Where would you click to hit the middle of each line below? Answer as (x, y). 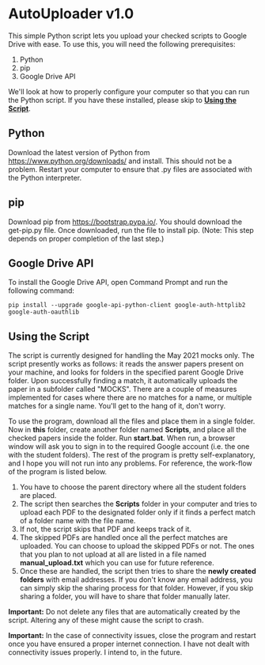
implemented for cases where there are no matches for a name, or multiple (130, 397)
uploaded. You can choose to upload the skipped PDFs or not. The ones (137, 546)
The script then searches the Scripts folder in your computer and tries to (138, 504)
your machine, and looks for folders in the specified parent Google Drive (126, 372)
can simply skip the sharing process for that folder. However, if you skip (136, 588)
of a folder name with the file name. (78, 521)
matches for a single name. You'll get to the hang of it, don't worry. (117, 406)
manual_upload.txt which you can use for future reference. (117, 563)
